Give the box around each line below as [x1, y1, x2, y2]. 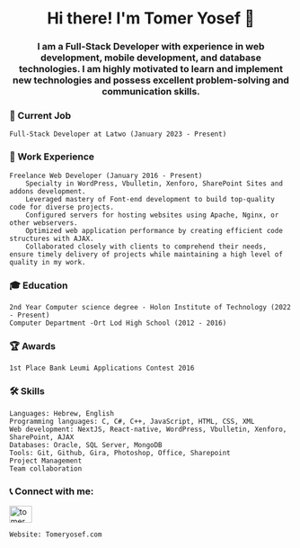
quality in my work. [9, 257, 87, 266]
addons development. [9, 186, 87, 196]
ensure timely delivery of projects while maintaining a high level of [9, 249, 283, 259]
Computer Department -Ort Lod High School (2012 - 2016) [9, 319, 227, 328]
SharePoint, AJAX [9, 432, 75, 442]
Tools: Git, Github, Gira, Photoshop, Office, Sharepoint [9, 448, 231, 457]
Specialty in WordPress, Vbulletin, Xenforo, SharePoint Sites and [25, 179, 283, 188]
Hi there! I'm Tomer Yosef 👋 [47, 8, 255, 29]
